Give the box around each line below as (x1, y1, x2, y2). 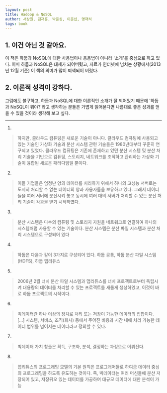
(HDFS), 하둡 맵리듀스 (17, 258, 61, 264)
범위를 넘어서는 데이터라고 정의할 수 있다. (26, 323, 107, 329)
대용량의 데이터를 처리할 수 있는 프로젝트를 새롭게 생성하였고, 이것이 (22, 284, 154, 290)
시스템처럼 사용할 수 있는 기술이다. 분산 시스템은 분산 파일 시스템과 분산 (17, 225, 156, 231)
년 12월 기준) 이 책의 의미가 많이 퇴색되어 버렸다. (5, 68, 98, 74)
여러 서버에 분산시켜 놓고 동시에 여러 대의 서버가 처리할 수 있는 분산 (26, 192, 157, 198)
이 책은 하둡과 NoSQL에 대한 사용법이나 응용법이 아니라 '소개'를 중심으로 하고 (5, 55, 155, 61)
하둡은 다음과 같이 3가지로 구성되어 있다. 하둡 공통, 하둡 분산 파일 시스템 (17, 252, 157, 258)
